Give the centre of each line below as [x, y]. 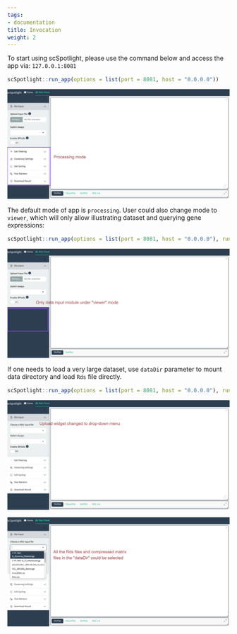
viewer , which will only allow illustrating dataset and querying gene [104, 217]
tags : [15, 15]
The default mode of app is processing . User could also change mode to [112, 210]
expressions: [26, 225]
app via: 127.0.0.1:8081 [42, 66]
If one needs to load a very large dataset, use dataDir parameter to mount [115, 369]
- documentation [31, 22]
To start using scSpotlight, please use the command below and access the [116, 58]
